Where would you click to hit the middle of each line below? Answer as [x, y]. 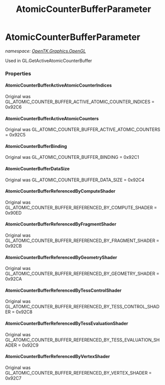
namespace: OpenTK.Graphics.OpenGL [45, 51]
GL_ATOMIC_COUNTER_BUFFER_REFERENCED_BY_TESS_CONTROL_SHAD [82, 307]
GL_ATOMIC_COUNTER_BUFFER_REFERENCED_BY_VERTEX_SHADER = [79, 373]
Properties [18, 73]
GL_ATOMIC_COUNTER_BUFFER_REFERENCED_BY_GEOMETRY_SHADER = [82, 274]
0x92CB [14, 246]
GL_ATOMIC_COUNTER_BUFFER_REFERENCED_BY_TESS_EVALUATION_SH [82, 340]
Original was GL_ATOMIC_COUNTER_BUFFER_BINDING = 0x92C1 [72, 157]
